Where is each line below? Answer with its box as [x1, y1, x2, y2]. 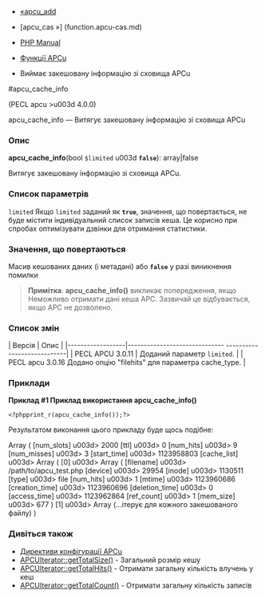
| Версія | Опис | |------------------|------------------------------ [8, 341, 225, 350]
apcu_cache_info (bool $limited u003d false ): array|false [8, 153, 199, 163]
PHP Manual [19, 38, 61, 47]
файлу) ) [8, 509, 37, 518]
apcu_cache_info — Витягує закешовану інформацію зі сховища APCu [8, 115, 246, 125]
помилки [8, 270, 38, 279]
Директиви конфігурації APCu [19, 546, 122, 556]
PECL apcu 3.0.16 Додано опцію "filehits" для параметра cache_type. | [8, 358, 246, 367]
